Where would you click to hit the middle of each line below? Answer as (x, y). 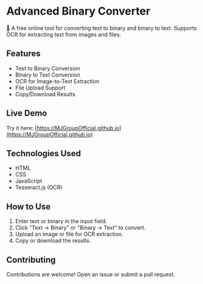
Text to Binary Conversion (47, 68)
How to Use (29, 206)
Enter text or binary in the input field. (61, 221)
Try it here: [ (22, 128)
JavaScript (29, 181)
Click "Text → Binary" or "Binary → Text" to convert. (80, 228)
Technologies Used (43, 153)
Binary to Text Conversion (47, 75)
